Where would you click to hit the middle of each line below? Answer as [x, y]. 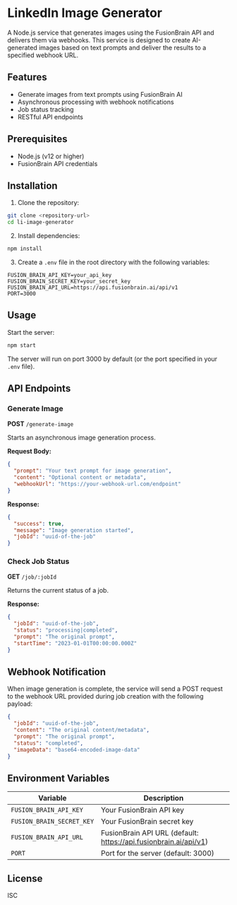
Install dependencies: [49, 236]
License [25, 879]
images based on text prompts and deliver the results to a [122, 47]
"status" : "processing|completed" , [66, 630]
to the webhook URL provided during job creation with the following [105, 697]
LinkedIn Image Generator [85, 13]
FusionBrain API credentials [57, 163]
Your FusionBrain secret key [147, 822]
